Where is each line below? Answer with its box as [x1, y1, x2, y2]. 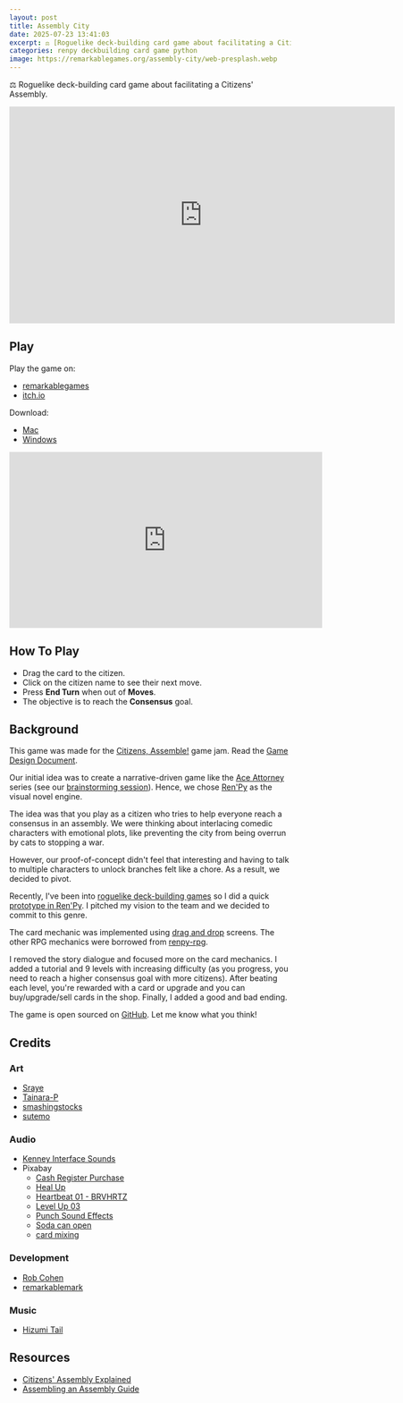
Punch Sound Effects [35, 1211, 113, 1221]
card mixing [35, 1230, 80, 1240]
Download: [9, 407, 49, 418]
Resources [9, 1350, 71, 1365]
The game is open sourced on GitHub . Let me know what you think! [9, 1010, 257, 1020]
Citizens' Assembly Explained [21, 1373, 131, 1384]
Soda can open [35, 1220, 92, 1230]
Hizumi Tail [21, 1324, 63, 1335]
